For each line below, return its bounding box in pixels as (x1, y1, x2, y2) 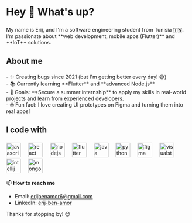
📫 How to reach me (6, 179, 56, 186)
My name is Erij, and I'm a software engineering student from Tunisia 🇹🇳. (6, 26, 184, 33)
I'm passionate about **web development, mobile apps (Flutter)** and (6, 33, 176, 40)
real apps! (6, 108, 30, 115)
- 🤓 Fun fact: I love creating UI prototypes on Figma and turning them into (6, 101, 183, 108)
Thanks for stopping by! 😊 (6, 210, 71, 217)
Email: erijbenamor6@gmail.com (14, 193, 93, 200)
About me (6, 56, 43, 66)
